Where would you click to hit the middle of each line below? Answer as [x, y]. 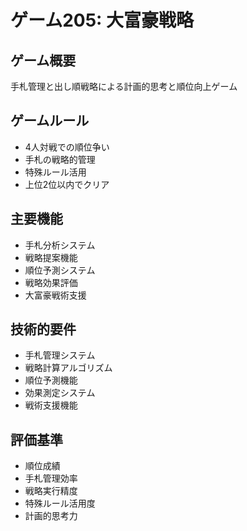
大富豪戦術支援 [55, 295]
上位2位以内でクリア [67, 184]
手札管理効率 [51, 478]
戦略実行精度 [51, 491]
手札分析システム [60, 245]
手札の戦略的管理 [60, 159]
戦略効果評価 [51, 282]
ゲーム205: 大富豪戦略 [102, 20]
